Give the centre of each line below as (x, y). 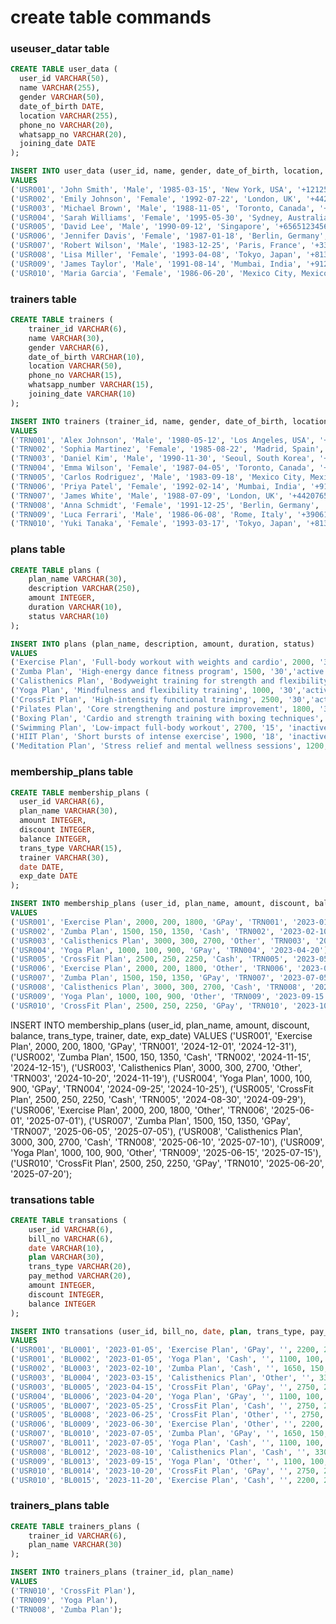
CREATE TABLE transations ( (69, 1220)
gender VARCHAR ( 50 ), (62, 97)
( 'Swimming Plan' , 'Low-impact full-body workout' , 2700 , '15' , (147, 727)
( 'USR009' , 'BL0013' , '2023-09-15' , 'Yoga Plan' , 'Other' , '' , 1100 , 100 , (169, 1461)
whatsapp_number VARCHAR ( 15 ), (91, 385)
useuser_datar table (60, 49)
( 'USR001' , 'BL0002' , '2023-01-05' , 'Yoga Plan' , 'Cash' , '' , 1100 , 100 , (167, 1359)
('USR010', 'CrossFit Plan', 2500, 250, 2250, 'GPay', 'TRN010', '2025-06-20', (167, 1163)
